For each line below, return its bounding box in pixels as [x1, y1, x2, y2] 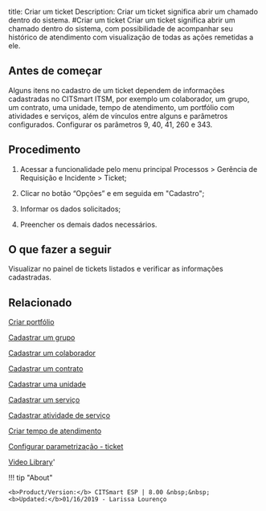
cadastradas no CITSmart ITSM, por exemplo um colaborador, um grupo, [8, 94, 250, 104]
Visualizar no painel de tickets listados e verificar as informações [8, 264, 223, 274]
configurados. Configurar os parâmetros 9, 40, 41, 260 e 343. [8, 120, 213, 129]
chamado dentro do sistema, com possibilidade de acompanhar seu [8, 24, 233, 33]
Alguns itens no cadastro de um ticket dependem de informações [8, 85, 225, 95]
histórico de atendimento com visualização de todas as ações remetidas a [8, 32, 254, 42]
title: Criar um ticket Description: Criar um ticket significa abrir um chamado [8, 7, 259, 16]
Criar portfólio [8, 317, 55, 327]
